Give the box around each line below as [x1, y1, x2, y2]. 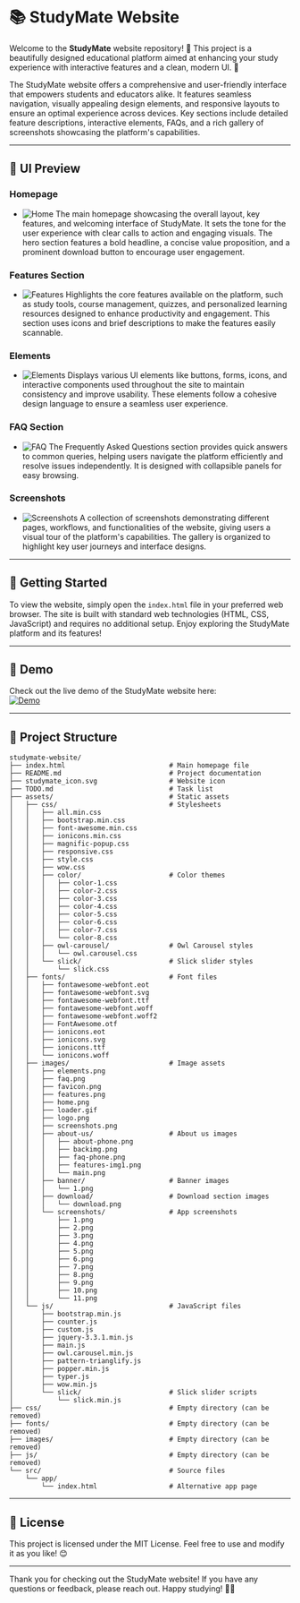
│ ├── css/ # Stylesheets [9, 801, 221, 810]
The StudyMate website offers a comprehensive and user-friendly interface [9, 79, 287, 90]
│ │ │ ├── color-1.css [9, 879, 118, 887]
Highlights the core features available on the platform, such [65, 288, 284, 300]
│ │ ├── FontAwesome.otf [9, 1020, 118, 1029]
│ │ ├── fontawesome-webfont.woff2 [9, 1012, 158, 1021]
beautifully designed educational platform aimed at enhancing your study [9, 52, 279, 63]
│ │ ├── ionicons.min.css [9, 832, 122, 841]
